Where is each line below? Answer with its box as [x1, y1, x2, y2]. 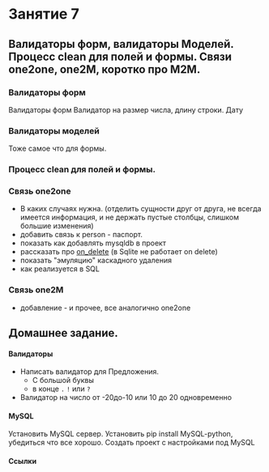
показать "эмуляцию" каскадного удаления [19, 256, 173, 266]
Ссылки [8, 457, 37, 466]
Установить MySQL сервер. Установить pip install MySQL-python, [8, 429, 233, 439]
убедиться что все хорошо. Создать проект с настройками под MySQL [8, 438, 255, 448]
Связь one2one [8, 185, 71, 197]
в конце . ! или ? [32, 384, 91, 393]
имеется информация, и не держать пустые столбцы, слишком [19, 212, 239, 223]
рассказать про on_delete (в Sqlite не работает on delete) [19, 247, 219, 257]
